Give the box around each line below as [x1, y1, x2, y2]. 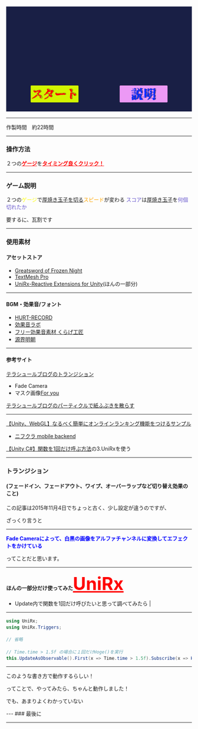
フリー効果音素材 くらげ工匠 [14, 329, 84, 336]
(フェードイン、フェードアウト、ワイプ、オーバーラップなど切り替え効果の [6, 482, 189, 490]
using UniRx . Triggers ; [6, 624, 62, 630]
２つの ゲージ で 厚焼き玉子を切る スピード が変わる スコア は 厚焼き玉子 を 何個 [6, 196, 189, 203]
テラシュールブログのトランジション [6, 370, 94, 377]
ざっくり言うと [6, 517, 42, 524]
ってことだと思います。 [6, 555, 62, 562]
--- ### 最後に [6, 710, 42, 717]
